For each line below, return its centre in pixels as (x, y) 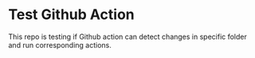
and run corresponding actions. (60, 44)
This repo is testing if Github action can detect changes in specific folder (127, 37)
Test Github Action (71, 15)
